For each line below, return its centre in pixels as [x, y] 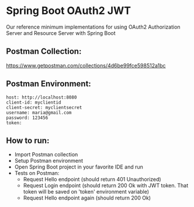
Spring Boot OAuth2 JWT [69, 11]
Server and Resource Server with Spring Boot [61, 33]
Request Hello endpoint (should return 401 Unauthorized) [92, 180]
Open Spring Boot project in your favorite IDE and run [79, 167]
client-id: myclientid [34, 102]
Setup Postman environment [49, 161]
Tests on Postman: [37, 173]
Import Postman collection [46, 155]
